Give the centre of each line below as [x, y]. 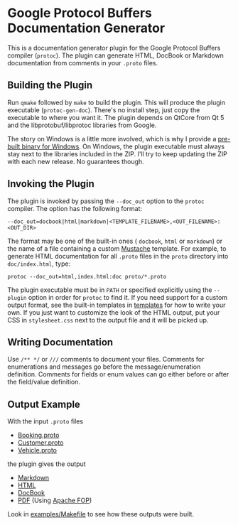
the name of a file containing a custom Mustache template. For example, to [117, 248]
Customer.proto [40, 443]
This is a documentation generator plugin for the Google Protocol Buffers [114, 48]
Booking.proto [38, 435]
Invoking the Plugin [51, 184]
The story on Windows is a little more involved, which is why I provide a [112, 139]
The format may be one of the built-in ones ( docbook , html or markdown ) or [115, 241]
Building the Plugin [50, 86]
